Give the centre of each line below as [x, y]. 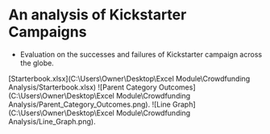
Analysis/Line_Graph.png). [52, 121]
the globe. [37, 63]
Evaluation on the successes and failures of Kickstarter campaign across [141, 54]
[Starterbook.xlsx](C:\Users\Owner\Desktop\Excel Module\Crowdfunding [129, 78]
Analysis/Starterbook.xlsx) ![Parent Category [83, 87]
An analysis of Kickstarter [98, 15]
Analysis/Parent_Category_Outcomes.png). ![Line [89, 104]
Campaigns [48, 32]
